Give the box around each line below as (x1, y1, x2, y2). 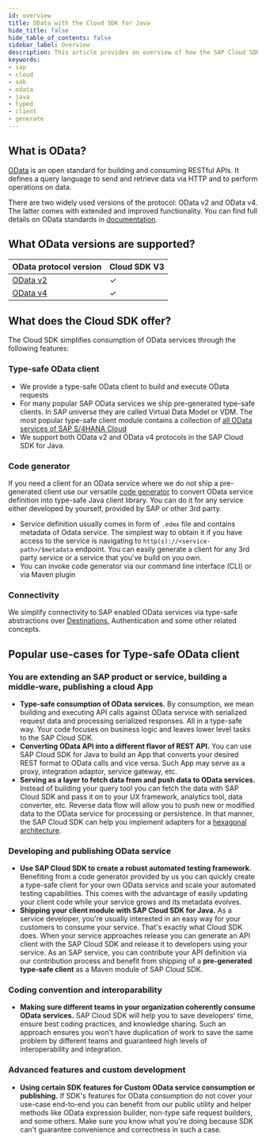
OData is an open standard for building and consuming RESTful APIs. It (8, 165, 240, 175)
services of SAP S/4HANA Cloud (19, 424, 127, 433)
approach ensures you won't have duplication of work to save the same (19, 1028, 253, 1037)
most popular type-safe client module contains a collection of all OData (19, 415, 253, 425)
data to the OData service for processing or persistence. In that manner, (19, 809, 255, 818)
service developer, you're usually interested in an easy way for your (19, 914, 241, 924)
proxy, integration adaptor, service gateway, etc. (19, 767, 178, 776)
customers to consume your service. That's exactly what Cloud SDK (19, 922, 243, 932)
